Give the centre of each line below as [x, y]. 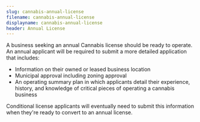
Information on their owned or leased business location [83, 70]
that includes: [23, 58]
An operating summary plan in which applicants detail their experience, [102, 82]
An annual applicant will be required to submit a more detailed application [96, 52]
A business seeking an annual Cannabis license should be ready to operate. [99, 45]
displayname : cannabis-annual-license [54, 23]
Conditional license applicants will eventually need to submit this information [100, 106]
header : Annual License [36, 28]
